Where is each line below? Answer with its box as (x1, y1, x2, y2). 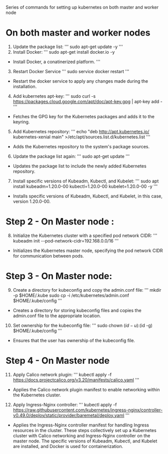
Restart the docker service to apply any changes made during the (12, 78, 148, 84)
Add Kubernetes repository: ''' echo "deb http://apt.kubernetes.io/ (12, 128, 149, 134)
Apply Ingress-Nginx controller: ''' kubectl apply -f (12, 401, 117, 407)
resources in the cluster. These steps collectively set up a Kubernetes (12, 427, 156, 433)
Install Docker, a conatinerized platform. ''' (12, 59, 100, 65)
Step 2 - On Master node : (5, 216, 114, 228)
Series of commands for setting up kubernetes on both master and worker (5, 5, 159, 10)
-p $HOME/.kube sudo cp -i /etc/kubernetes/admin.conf (12, 292, 129, 298)
